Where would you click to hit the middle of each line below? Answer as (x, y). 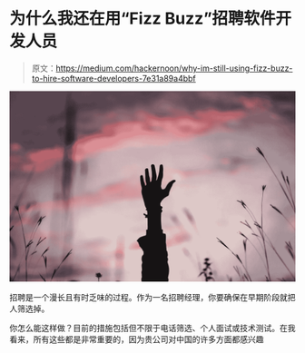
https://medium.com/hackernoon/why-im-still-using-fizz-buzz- (174, 68)
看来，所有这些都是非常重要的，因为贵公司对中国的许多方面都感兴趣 (137, 339)
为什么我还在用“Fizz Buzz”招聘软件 (143, 19)
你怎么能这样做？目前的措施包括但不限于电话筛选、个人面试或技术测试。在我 (152, 328)
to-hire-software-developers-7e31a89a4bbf (114, 78)
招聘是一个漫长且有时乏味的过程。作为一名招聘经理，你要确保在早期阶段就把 (152, 297)
